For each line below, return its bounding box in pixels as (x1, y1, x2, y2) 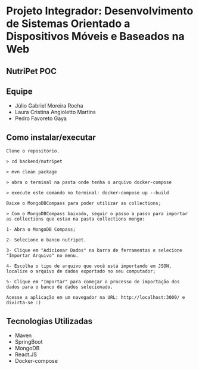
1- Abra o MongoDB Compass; (6, 227, 76, 233)
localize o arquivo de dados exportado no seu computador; (6, 268, 156, 274)
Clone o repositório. (6, 148, 60, 154)
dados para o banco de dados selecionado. (6, 284, 113, 291)
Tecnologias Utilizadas (6, 316, 93, 326)
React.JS (14, 351, 38, 358)
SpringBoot (14, 338, 43, 345)
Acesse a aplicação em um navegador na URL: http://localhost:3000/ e (6, 295, 185, 301)
